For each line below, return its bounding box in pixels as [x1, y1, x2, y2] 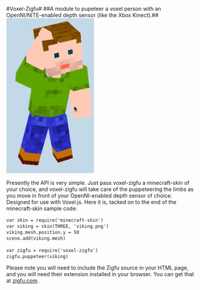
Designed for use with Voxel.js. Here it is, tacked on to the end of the [6, 199, 177, 205]
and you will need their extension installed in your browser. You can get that [6, 271, 195, 277]
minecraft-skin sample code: [6, 205, 78, 212]
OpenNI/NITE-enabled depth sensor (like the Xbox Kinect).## [6, 11, 159, 19]
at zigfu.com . [6, 277, 39, 284]
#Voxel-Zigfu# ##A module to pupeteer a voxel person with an [6, 5, 161, 12]
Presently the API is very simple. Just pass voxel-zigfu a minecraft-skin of [6, 179, 190, 186]
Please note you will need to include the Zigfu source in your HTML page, [6, 264, 189, 271]
